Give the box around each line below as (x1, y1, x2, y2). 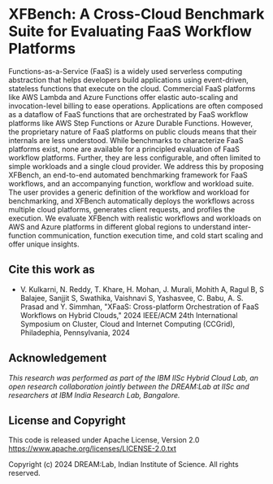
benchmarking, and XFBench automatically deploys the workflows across (8, 196, 255, 206)
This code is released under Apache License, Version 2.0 (8, 435, 200, 445)
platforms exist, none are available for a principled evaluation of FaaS (8, 144, 240, 154)
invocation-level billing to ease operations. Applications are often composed (8, 101, 263, 111)
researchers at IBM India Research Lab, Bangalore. (8, 390, 180, 399)
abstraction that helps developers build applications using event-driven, (8, 75, 249, 85)
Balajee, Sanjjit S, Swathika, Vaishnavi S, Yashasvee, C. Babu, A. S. (19, 293, 244, 303)
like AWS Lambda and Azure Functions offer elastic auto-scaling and (8, 92, 238, 102)
